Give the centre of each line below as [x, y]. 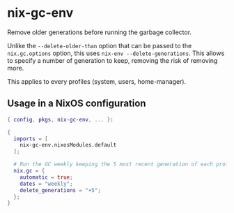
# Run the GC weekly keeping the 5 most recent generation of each [114, 164]
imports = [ [31, 139]
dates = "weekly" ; [46, 184]
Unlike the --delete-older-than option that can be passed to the [100, 45]
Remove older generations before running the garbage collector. [100, 32]
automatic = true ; [46, 177]
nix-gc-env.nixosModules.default [68, 145]
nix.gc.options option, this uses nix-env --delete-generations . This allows [116, 53]
